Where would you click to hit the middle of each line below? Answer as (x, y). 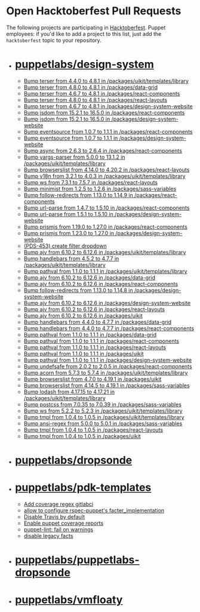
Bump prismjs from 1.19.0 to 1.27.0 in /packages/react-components (106, 227)
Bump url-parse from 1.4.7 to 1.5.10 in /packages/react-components (107, 208)
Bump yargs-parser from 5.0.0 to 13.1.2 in (74, 157)
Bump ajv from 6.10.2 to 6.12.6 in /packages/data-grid (90, 277)
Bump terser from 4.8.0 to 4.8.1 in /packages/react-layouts (96, 100)
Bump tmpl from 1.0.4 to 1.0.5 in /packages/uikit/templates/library (104, 417)
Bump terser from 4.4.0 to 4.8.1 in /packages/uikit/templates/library (106, 81)
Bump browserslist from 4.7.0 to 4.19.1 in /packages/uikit (93, 379)
